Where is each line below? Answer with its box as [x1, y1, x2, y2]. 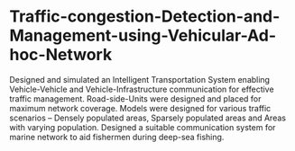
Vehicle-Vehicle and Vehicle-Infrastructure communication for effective [9, 84, 274, 94]
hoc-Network [9, 45, 113, 65]
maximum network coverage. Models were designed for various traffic [9, 102, 272, 113]
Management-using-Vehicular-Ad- [9, 25, 277, 46]
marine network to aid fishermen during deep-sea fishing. [9, 131, 225, 142]
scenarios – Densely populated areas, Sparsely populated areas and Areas [9, 112, 287, 123]
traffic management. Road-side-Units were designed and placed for [9, 93, 262, 104]
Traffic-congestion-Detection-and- [9, 6, 281, 27]
